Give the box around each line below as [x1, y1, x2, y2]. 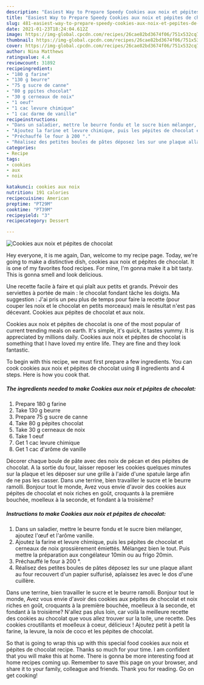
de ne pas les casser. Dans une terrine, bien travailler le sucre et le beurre [6, 477, 191, 484]
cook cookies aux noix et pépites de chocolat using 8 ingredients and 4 [6, 364, 185, 372]
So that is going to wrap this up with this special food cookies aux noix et [6, 639, 189, 647]
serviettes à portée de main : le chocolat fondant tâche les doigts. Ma [6, 290, 180, 297]
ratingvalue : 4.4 [6, 54, 50, 60]
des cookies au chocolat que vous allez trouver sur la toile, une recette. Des [6, 615, 196, 622]
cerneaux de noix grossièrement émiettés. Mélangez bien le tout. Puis [15, 545, 190, 552]
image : [6, 32, 23, 38]
